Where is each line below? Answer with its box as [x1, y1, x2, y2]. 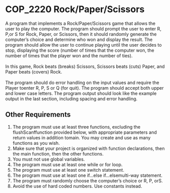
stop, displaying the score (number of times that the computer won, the [5, 47, 155, 53]
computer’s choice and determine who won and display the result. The [5, 36, 153, 43]
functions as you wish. [12, 140, 60, 146]
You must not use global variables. [12, 156, 85, 162]
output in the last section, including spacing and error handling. [5, 95, 138, 102]
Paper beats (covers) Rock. [5, 68, 62, 74]
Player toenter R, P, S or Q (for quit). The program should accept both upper [5, 85, 164, 91]
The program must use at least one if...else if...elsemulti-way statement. [12, 172, 163, 178]
